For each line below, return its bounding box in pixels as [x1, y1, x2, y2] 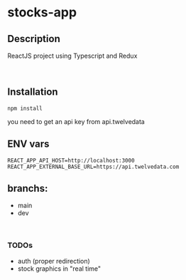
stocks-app [7, 4, 77, 21]
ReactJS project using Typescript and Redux [7, 51, 138, 60]
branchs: [7, 182, 48, 195]
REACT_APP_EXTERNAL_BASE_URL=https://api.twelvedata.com [7, 163, 180, 170]
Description [7, 33, 60, 45]
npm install [7, 105, 43, 112]
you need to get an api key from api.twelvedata [7, 117, 146, 125]
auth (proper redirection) [17, 256, 90, 265]
